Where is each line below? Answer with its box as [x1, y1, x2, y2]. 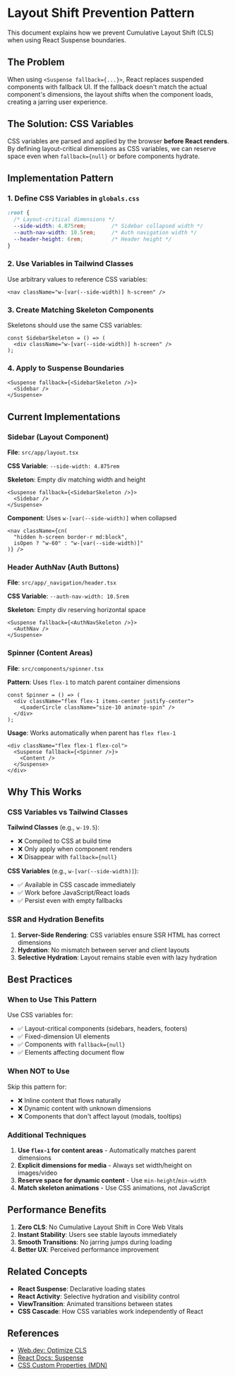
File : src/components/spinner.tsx [7, 664, 104, 672]
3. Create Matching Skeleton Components [7, 305, 154, 315]
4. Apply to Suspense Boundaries [7, 364, 125, 373]
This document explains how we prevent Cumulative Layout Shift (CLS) [7, 28, 214, 37]
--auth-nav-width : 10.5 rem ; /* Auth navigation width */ [13, 229, 198, 236]
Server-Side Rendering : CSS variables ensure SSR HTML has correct [17, 931, 221, 939]
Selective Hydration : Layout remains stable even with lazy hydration [17, 953, 217, 962]
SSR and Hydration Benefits [7, 914, 104, 924]
